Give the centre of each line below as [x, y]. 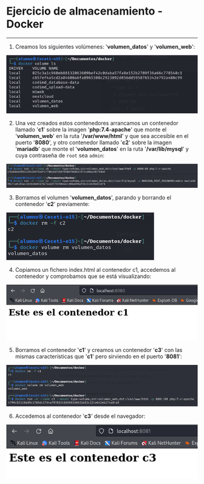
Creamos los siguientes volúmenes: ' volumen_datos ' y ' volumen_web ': [105, 46]
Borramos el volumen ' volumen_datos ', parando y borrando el [93, 197]
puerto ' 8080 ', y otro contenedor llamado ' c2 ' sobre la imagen [93, 142]
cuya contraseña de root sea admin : [60, 155]
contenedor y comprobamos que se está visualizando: [83, 276]
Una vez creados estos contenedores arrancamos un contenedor [97, 123]
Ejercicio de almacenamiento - [84, 11]
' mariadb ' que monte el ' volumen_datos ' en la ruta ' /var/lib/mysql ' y [102, 149]
